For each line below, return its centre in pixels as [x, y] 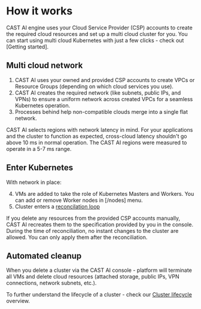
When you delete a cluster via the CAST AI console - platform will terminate [99, 270]
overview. [18, 301]
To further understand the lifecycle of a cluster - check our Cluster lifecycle [99, 295]
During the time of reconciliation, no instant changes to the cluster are [92, 231]
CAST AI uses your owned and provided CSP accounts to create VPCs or [105, 80]
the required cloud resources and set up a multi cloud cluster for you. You [97, 34]
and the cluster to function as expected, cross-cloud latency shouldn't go [97, 136]
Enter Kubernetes [40, 168]
